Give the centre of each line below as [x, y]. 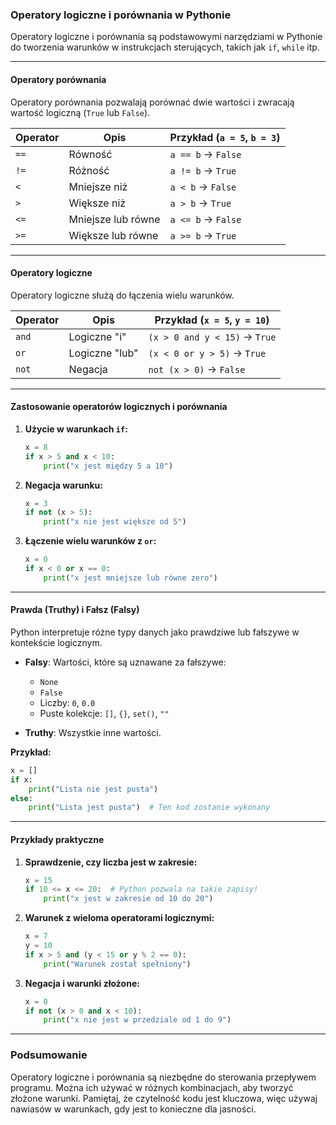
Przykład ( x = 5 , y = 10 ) [212, 320]
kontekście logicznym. [56, 642]
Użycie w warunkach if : [76, 429]
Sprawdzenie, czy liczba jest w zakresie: [111, 862]
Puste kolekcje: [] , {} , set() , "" [104, 713]
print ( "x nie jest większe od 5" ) [115, 522]
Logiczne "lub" [103, 353]
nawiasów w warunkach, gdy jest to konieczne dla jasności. [133, 1109]
